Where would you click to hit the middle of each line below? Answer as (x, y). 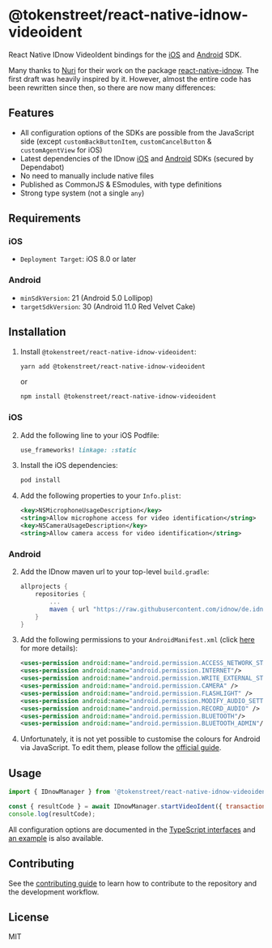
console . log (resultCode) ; (52, 814)
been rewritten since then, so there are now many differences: (112, 88)
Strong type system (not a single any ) (82, 193)
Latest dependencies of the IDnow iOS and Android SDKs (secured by (137, 158)
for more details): (49, 648)
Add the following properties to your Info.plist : (100, 495)
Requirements (45, 219)
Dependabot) (42, 167)
